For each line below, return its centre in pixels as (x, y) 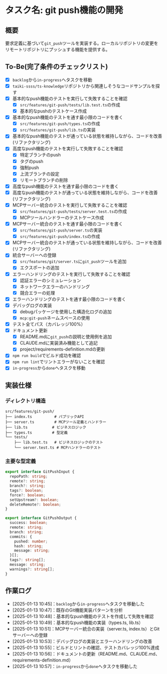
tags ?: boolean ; (26, 490)
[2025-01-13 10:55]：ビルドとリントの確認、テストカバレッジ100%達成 (86, 647)
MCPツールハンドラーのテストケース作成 (62, 217)
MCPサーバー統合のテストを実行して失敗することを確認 (70, 205)
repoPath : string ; (29, 476)
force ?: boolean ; (28, 495)
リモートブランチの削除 (44, 180)
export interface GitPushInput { (40, 472)
